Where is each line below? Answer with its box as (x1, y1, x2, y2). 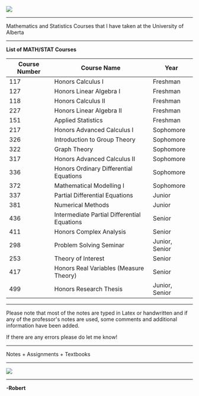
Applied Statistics (54, 116, 103, 124)
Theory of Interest (54, 254, 105, 262)
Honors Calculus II (54, 97, 105, 105)
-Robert (6, 385, 26, 391)
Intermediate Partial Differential (54, 210, 141, 219)
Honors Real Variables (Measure (54, 264, 145, 272)
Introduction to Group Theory (54, 136, 136, 143)
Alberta (6, 29, 24, 36)
